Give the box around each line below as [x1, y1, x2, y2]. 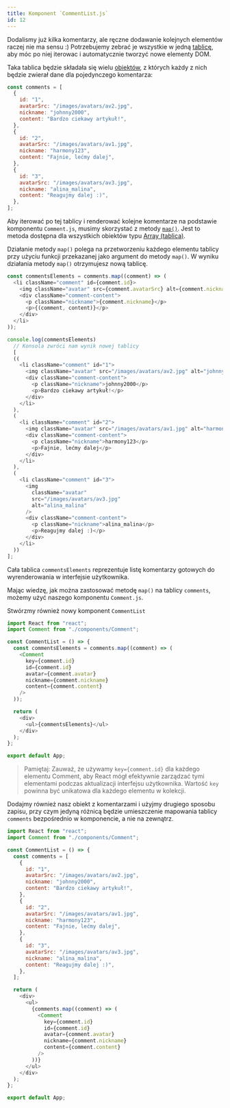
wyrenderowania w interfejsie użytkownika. [7, 573, 129, 581]
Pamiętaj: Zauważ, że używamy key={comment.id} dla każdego [23, 765, 200, 773]
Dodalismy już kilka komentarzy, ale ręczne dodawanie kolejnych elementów [7, 35, 223, 43]
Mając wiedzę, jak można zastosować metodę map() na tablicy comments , [7, 586, 211, 594]
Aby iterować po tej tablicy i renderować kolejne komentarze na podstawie [7, 217, 217, 225]
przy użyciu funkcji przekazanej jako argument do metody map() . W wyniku [7, 252, 219, 261]
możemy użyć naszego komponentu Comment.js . [7, 593, 144, 601]
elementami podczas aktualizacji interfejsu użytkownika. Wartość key [23, 780, 219, 788]
